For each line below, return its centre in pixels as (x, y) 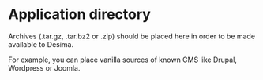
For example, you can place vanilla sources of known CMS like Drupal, (122, 60)
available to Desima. (41, 44)
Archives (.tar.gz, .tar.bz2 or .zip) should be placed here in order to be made (131, 36)
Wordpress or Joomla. (44, 67)
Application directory (80, 15)
